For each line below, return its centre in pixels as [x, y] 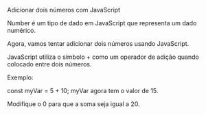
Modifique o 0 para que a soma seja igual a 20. [73, 104]
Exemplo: [20, 77]
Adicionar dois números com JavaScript [64, 10]
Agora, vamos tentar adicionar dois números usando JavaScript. [98, 43]
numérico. [22, 30]
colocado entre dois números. [49, 64]
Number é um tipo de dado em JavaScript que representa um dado [102, 23]
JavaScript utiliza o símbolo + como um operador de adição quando [103, 57]
